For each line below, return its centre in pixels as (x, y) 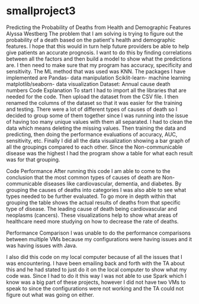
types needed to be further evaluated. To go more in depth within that (91, 196)
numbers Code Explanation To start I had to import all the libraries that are (96, 90)
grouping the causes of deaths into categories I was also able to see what (96, 190)
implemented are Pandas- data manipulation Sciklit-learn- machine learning (99, 78)
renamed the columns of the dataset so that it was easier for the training (94, 103)
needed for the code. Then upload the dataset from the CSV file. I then (92, 97)
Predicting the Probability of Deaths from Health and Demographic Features (99, 27)
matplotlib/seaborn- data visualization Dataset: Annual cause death (88, 84)
